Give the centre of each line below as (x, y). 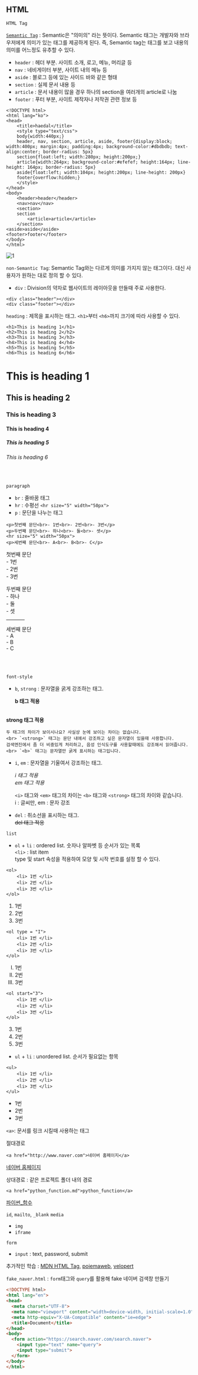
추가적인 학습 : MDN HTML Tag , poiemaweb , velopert (70, 1266)
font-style (19, 677)
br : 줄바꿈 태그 (32, 498)
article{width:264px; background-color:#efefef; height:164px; (96, 162)
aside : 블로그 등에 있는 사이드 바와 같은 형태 (66, 77)
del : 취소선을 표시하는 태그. (47, 815)
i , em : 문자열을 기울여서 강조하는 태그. (59, 763)
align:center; (24, 152)
